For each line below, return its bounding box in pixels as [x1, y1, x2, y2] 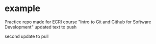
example [4, 3, 41, 14]
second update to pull [4, 33, 49, 39]
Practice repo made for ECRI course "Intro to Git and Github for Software [4, 19, 152, 25]
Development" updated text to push [4, 24, 77, 29]
